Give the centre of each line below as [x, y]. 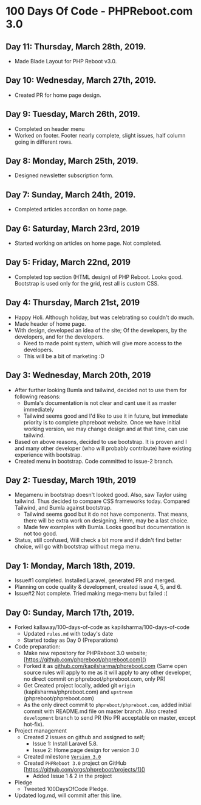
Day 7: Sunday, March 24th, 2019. [71, 195]
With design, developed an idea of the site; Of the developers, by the [101, 330]
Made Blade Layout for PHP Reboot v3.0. [66, 61]
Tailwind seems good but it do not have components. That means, [106, 514]
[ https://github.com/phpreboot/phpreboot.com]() [85, 659]
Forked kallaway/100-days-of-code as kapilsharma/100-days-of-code [102, 627]
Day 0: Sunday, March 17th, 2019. [70, 612]
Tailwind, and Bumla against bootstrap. [63, 508]
